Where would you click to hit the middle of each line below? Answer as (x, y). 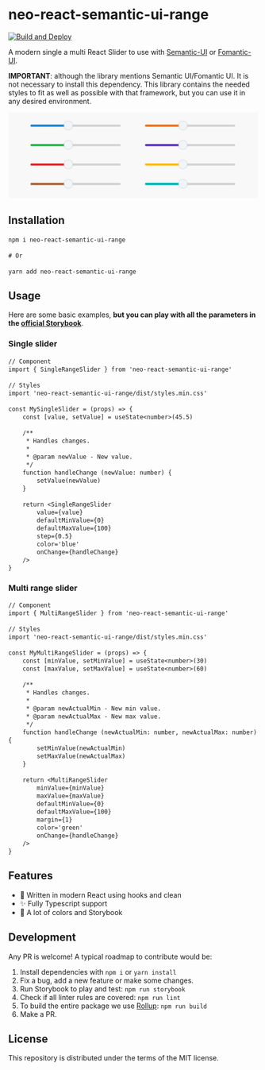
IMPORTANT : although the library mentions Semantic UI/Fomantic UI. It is (129, 75)
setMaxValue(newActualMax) (81, 756)
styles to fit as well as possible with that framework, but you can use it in (127, 92)
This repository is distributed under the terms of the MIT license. (114, 1058)
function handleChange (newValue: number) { (97, 473)
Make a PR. (38, 1014)
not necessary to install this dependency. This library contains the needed (129, 84)
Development (42, 938)
